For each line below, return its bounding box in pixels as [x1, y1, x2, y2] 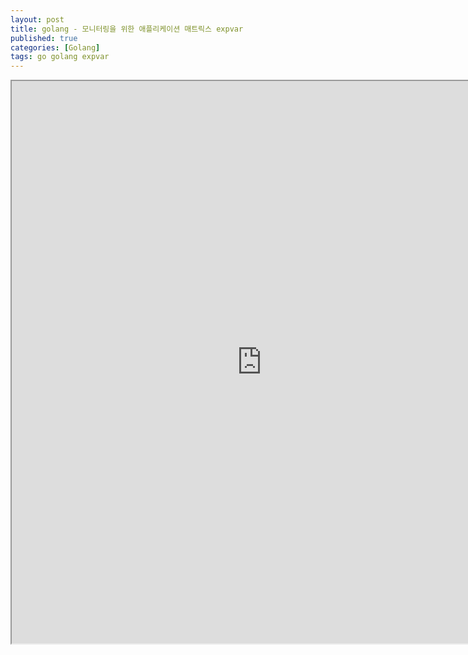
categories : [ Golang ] [10, 42, 101, 53]
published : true [10, 33, 78, 43]
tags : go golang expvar [10, 52, 110, 62]
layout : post [10, 14, 65, 25]
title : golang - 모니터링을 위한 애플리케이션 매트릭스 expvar [10, 24, 244, 34]
